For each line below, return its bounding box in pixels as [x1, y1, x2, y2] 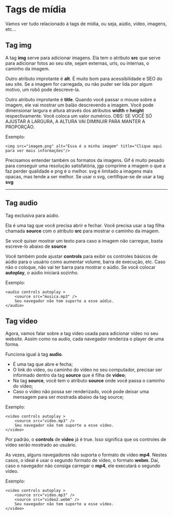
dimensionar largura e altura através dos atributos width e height [5, 107, 144, 114]
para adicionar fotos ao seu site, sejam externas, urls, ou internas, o [5, 60, 149, 66]
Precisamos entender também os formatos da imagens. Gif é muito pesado [5, 157, 165, 163]
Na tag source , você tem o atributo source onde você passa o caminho [12, 378, 165, 384]
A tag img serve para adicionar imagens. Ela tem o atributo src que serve [5, 54, 161, 61]
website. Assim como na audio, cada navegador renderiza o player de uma [5, 336, 164, 342]
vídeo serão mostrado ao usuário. [5, 442, 77, 448]
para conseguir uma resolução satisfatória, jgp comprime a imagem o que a [5, 162, 166, 169]
